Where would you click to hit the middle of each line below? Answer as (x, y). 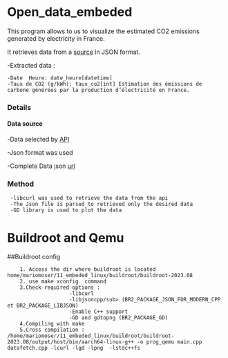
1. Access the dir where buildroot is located (88, 270)
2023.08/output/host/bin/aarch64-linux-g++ (71, 342)
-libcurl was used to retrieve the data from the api (89, 198)
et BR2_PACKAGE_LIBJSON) (43, 306)
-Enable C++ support (98, 312)
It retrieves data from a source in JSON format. (74, 52)
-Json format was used (40, 153)
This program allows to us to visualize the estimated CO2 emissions (104, 31)
